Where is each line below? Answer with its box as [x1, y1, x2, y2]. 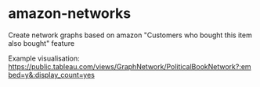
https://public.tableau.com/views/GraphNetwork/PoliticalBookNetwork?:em [8, 61, 252, 71]
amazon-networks [8, 5, 132, 23]
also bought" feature [8, 38, 75, 47]
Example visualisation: [8, 54, 80, 63]
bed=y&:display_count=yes [8, 70, 96, 79]
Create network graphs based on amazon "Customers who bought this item [8, 30, 252, 40]
